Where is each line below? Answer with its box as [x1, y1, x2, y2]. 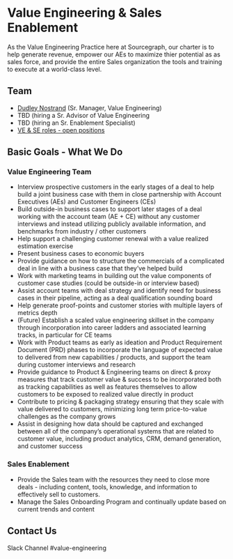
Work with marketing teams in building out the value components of [17, 272, 212, 280]
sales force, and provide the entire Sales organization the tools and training [7, 57, 223, 66]
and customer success [17, 442, 83, 450]
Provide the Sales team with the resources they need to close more [17, 475, 210, 484]
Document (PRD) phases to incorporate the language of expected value [17, 346, 223, 354]
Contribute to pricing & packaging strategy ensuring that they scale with [17, 397, 224, 406]
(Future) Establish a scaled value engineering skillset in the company [17, 316, 214, 325]
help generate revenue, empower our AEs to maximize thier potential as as [7, 50, 220, 59]
